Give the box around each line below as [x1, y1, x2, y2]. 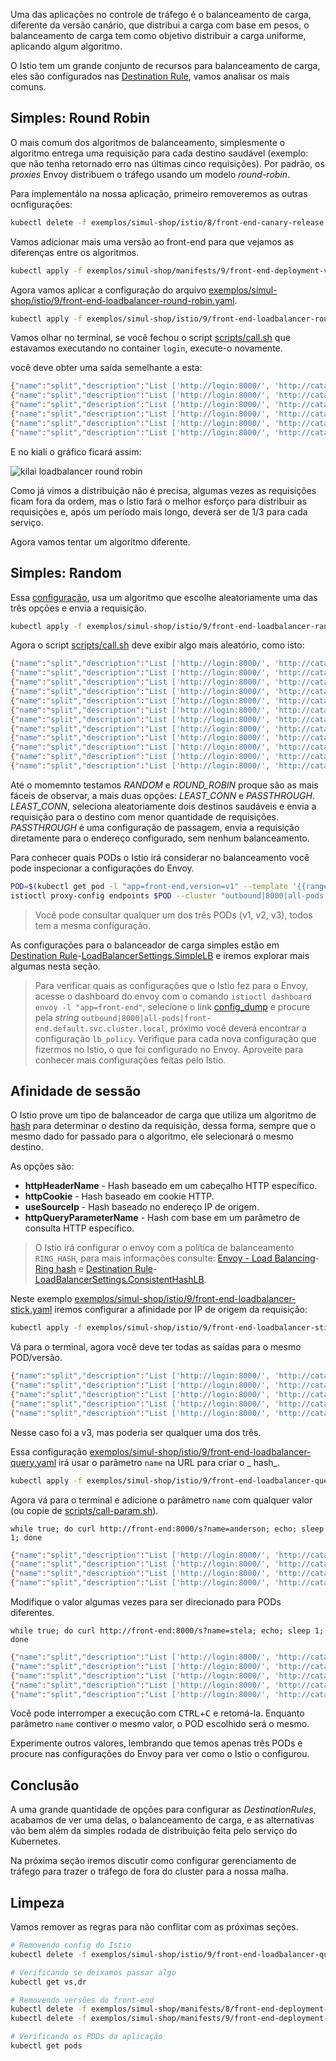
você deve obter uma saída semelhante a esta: [10, 362, 203, 374]
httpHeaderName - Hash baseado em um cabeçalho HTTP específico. [24, 1180, 318, 1192]
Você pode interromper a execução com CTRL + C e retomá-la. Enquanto [10, 1707, 305, 1719]
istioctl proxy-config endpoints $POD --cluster [10, 890, 217, 901]
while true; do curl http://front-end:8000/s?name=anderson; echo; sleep [10, 1524, 325, 1534]
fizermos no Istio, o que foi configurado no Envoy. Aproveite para [34, 1043, 304, 1055]
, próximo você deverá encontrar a [164, 1022, 307, 1034]
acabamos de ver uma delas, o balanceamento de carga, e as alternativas [10, 1814, 315, 1826]
